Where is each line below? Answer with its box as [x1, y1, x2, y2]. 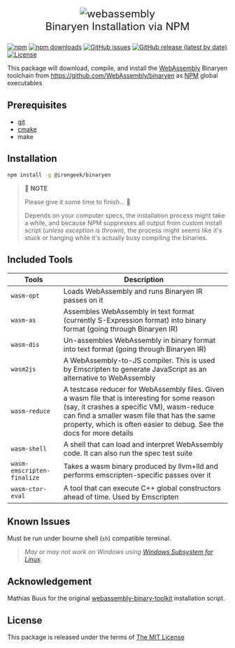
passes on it [63, 295, 104, 304]
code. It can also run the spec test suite [63, 448, 193, 458]
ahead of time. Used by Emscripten [63, 492, 179, 502]
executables [7, 79, 43, 87]
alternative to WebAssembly [63, 373, 156, 383]
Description [124, 274, 164, 284]
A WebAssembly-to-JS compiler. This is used [63, 355, 215, 365]
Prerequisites [7, 99, 67, 111]
